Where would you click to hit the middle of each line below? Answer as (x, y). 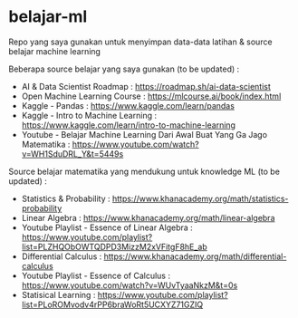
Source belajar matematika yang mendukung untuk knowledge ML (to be (144, 171)
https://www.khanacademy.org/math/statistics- (200, 198)
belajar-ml (48, 17)
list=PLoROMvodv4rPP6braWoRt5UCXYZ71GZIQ (112, 304)
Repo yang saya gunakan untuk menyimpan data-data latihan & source (140, 42)
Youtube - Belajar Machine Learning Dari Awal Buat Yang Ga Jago (144, 134)
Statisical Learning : (58, 294)
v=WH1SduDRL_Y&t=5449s (72, 154)
